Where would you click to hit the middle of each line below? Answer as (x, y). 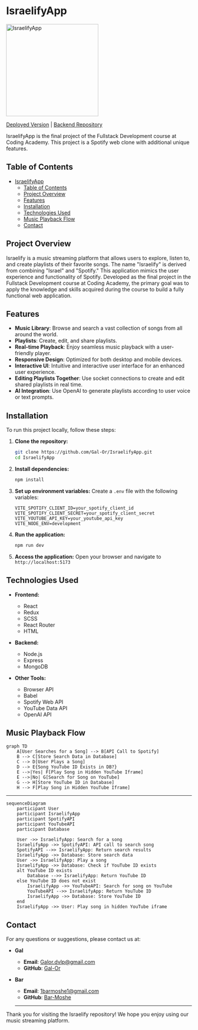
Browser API (39, 689)
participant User (38, 809)
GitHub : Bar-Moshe (47, 998)
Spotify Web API (43, 702)
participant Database (43, 829)
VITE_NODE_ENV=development (48, 523)
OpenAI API (37, 714)
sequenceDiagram (26, 803)
